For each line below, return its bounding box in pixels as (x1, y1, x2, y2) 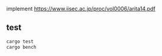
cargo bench (6, 44, 36, 50)
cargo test (6, 39, 34, 45)
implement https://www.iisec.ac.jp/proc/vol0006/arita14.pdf (6, 5, 156, 12)
